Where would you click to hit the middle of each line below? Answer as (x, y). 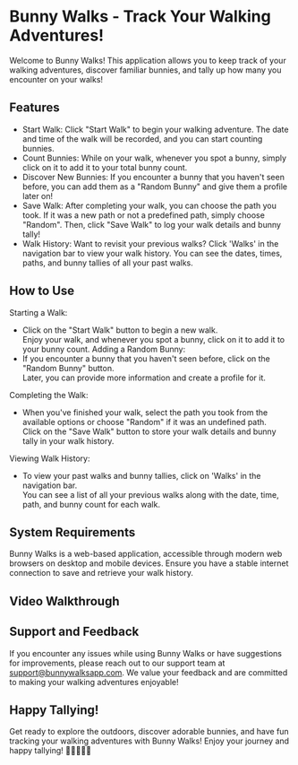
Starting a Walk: (38, 312)
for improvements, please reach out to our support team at (117, 663)
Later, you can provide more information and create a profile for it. (144, 378)
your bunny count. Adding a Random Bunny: (104, 349)
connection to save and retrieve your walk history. (102, 573)
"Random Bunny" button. (68, 368)
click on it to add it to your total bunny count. (105, 167)
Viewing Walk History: (50, 458)
